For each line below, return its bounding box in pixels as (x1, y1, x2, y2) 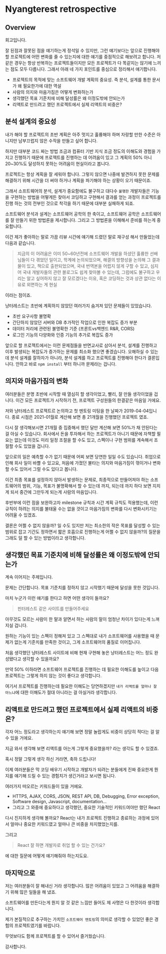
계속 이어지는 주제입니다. (5, 574, 53, 580)
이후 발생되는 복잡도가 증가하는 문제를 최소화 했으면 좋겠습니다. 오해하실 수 (5, 348, 150, 354)
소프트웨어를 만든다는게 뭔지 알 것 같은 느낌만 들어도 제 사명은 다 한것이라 (5, 899, 147, 906)
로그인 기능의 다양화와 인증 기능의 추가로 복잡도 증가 (12, 331, 113, 338)
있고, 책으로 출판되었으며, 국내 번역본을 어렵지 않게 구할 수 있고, (26, 263, 150, 269)
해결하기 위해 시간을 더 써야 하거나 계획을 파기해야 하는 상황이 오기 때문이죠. (5, 177, 152, 183)
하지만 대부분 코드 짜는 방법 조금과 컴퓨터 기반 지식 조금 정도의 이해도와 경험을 (5, 148, 156, 154)
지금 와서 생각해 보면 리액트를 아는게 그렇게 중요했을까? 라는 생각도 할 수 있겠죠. (5, 746, 160, 752)
